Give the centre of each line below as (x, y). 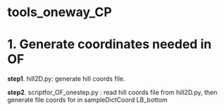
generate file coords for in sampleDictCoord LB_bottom (87, 100)
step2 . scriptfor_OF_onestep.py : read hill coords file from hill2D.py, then (112, 93)
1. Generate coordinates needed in (110, 45)
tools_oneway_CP (60, 12)
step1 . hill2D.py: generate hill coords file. (66, 79)
